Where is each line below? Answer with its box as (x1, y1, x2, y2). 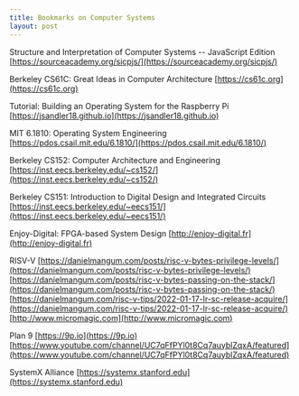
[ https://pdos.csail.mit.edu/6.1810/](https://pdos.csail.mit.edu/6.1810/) (9, 137, 267, 148)
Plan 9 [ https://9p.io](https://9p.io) (9, 330, 138, 341)
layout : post (9, 22, 59, 31)
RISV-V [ (9, 254, 42, 266)
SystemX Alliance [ (9, 366, 79, 377)
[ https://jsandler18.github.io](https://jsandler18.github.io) (9, 110, 220, 121)
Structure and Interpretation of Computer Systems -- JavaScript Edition (9, 46, 276, 57)
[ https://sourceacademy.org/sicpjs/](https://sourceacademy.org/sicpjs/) (9, 56, 278, 67)
